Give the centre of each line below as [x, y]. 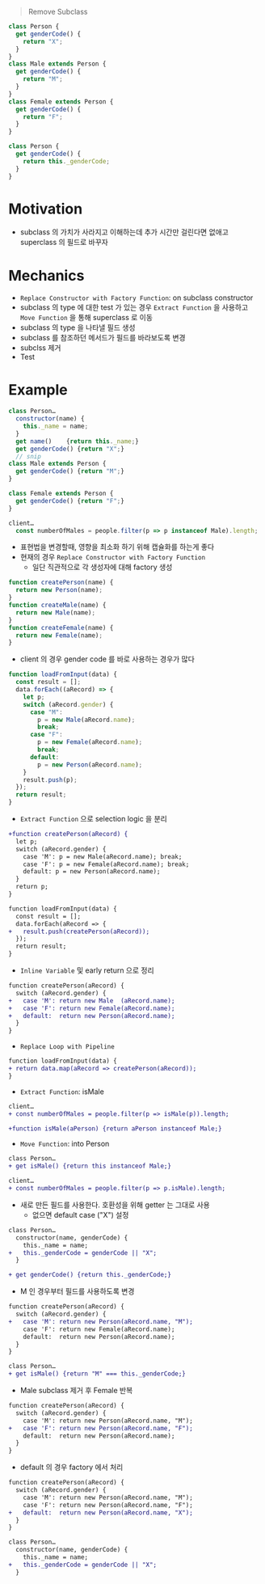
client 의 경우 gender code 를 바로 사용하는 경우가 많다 [107, 659]
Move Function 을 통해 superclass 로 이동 [86, 318]
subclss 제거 [40, 348]
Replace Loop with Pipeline [67, 1047]
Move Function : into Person [65, 1144]
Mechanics [46, 275]
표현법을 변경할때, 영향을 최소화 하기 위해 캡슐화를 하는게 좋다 [117, 547]
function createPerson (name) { [61, 583]
